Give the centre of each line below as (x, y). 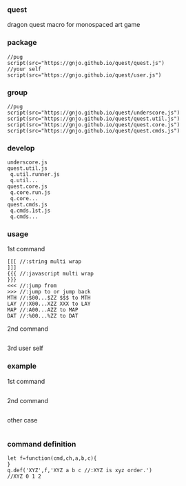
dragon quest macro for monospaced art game (74, 25)
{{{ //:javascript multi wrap (51, 274)
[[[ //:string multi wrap (44, 262)
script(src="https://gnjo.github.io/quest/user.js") (84, 75)
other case (22, 420)
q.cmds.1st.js (30, 211)
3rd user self (25, 348)
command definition (42, 444)
